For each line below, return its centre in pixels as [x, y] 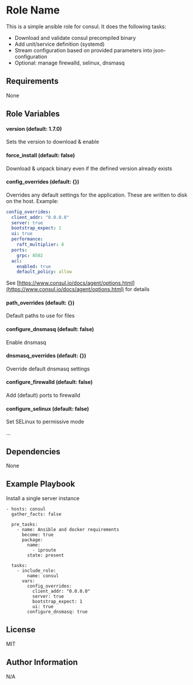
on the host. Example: [32, 201]
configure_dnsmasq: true [57, 612]
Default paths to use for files [40, 316]
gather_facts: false [36, 514]
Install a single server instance [43, 498]
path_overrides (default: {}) [40, 302]
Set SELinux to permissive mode [45, 422]
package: [32, 540]
